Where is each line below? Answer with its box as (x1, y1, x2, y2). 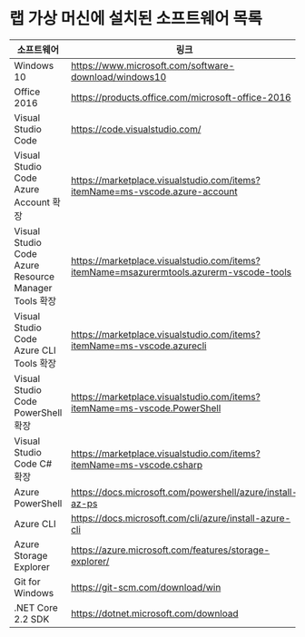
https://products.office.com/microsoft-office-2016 (71, 91, 292, 103)
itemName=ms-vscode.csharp (71, 458, 202, 471)
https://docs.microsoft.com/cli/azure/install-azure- (71, 512, 291, 524)
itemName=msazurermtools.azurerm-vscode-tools (71, 265, 292, 278)
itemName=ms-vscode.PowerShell (71, 401, 221, 414)
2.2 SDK (14, 612, 50, 625)
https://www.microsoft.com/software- (71, 59, 235, 72)
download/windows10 (71, 70, 167, 83)
